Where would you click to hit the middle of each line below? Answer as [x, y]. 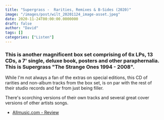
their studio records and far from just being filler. [54, 88]
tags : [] [14, 33]
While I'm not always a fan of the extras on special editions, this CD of [76, 78]
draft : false [19, 23]
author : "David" [22, 28]
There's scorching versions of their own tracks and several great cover [77, 98]
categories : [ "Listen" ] [30, 38]
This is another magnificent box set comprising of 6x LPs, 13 [79, 54]
